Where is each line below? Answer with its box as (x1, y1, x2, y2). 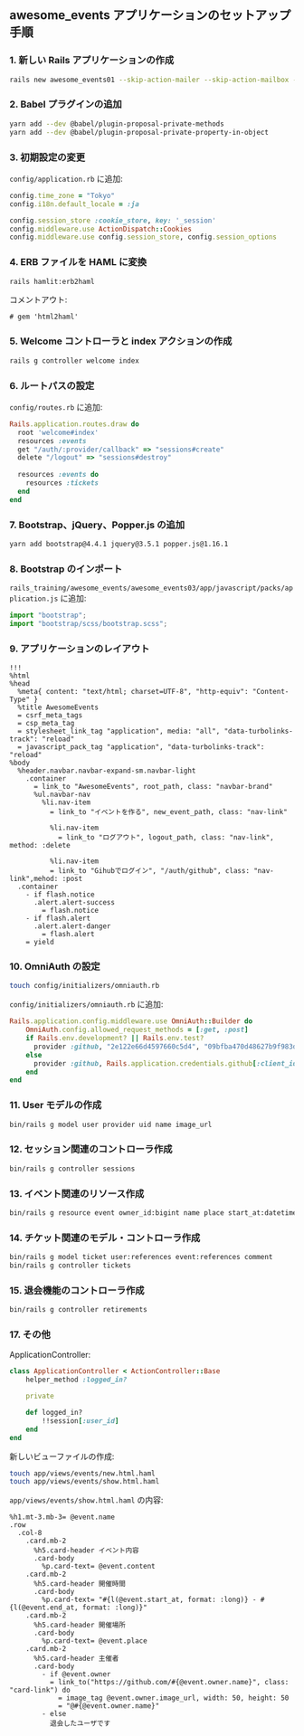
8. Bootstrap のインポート (9, 563, 123, 575)
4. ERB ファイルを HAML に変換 (9, 256, 147, 269)
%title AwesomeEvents (17, 703, 100, 712)
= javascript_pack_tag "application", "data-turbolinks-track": (17, 743, 265, 752)
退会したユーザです (49, 1719, 111, 1729)
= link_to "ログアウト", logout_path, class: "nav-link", (57, 833, 274, 842)
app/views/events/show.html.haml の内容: (9, 1494, 164, 1505)
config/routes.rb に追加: (9, 401, 103, 413)
